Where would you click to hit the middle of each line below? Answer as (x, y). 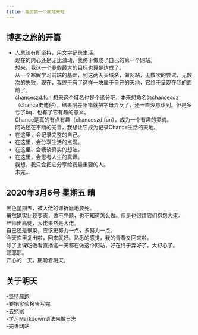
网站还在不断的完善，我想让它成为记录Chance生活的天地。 (87, 127)
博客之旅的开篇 (34, 37)
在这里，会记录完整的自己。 (49, 135)
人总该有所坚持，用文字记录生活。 (56, 53)
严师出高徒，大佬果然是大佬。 (43, 223)
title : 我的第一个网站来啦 (36, 12)
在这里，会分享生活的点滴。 (49, 142)
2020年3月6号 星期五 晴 (51, 192)
